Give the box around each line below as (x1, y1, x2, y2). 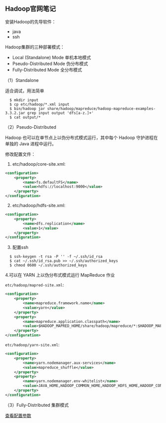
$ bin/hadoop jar (9, 106, 45, 111)
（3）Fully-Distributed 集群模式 (5, 402, 69, 408)
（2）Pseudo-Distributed (5, 124, 57, 130)
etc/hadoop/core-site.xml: (12, 161, 66, 167)
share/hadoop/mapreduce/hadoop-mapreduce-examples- (47, 106, 156, 111)
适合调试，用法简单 (5, 88, 44, 94)
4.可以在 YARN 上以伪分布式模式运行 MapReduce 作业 (5, 272, 115, 278)
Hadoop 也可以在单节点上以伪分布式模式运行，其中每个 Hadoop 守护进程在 (5, 135, 158, 141)
